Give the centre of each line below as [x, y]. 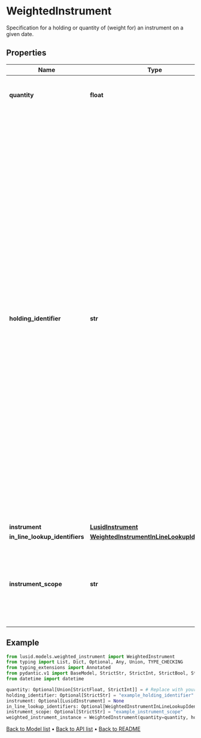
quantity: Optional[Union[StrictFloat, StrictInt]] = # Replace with [95, 689]
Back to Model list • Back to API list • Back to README [73, 729]
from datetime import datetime [45, 679]
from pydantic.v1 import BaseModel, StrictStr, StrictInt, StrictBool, [97, 673]
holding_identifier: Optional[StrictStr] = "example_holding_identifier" [100, 695]
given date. [20, 34]
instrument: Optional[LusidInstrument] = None [65, 701]
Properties [26, 53]
